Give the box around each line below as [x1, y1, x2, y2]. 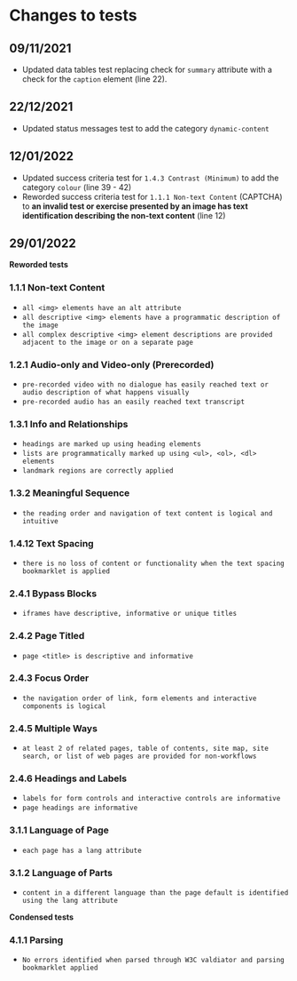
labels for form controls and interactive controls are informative [21, 794, 281, 803]
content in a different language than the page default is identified [21, 889, 289, 897]
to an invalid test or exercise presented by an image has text [21, 201, 248, 211]
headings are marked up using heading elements [21, 440, 201, 449]
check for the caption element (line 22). [21, 74, 168, 84]
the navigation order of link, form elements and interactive [21, 694, 257, 703]
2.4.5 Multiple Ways [9, 722, 98, 734]
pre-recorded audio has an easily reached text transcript [21, 397, 246, 407]
